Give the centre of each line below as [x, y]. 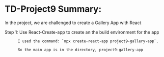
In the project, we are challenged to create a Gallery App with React [73, 23]
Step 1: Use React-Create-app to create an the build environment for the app [82, 32]
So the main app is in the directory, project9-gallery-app [80, 50]
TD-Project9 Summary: [53, 9]
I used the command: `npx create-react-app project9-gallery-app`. [88, 41]
